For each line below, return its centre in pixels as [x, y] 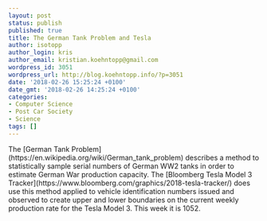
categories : [28, 97]
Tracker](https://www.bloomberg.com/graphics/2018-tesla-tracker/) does [130, 183]
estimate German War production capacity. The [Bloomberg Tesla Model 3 [130, 174]
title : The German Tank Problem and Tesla [80, 38]
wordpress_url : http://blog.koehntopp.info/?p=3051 [96, 75]
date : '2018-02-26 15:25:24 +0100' [67, 82]
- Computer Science [41, 104]
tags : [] [23, 126]
